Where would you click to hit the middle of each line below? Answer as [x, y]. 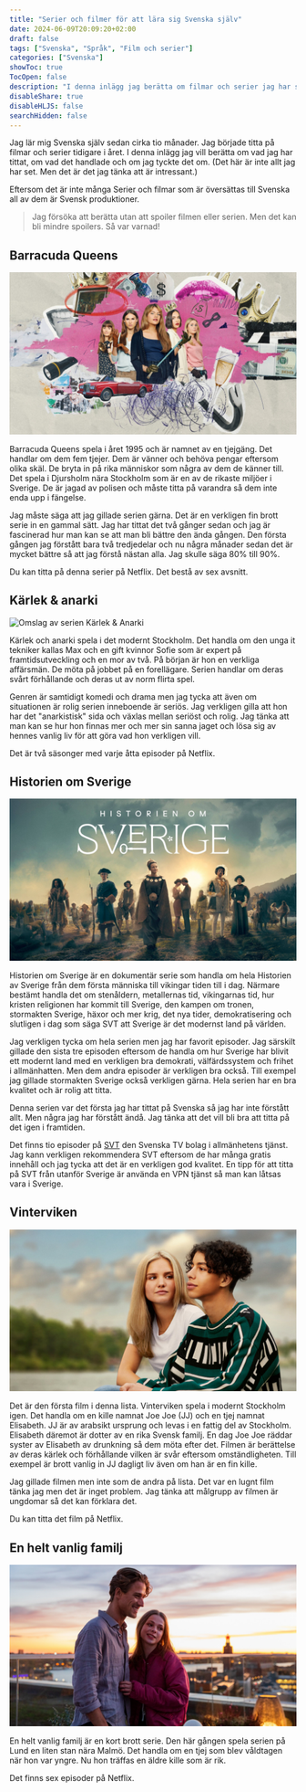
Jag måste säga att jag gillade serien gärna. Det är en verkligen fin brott [144, 515]
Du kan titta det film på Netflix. [66, 1519]
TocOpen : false [38, 78]
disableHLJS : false [46, 106]
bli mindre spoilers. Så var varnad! [96, 227]
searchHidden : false [49, 116]
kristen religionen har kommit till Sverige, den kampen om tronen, [132, 1004]
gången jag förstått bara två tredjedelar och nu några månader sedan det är [151, 544]
